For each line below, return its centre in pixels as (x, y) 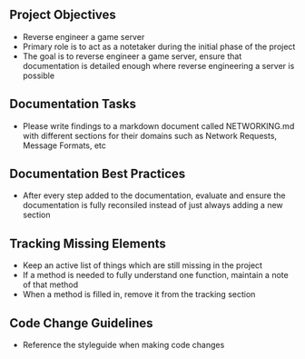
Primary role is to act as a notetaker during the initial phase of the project (159, 46)
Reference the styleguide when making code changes (123, 345)
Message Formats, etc (64, 145)
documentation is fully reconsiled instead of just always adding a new (152, 205)
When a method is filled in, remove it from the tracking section (139, 294)
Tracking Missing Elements (88, 243)
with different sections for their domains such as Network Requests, (150, 135)
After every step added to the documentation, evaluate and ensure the (154, 195)
